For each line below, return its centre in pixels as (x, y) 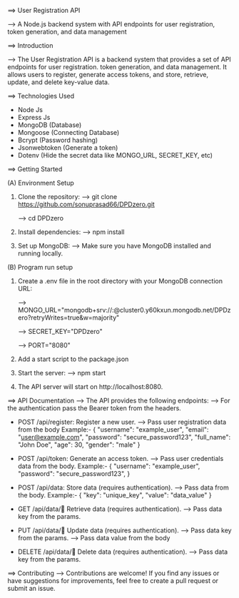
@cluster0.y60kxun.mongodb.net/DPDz (172, 310)
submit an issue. (31, 588)
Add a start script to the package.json (73, 359)
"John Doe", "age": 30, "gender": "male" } (79, 445)
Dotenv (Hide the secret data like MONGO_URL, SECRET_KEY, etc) (115, 155)
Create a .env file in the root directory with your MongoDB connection (120, 281)
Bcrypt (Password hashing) (58, 140)
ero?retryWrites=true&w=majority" (68, 318)
